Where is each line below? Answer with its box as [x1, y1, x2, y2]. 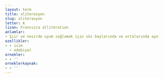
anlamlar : [5, 30, 25, 34]
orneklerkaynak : [5, 61, 38, 66]
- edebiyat [9, 47, 32, 52]
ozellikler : [5, 39, 29, 44]
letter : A [5, 20, 25, 26]
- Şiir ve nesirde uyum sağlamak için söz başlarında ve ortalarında [5, 34, 150, 39]
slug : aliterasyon [5, 16, 42, 21]
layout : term [5, 7, 32, 12]
